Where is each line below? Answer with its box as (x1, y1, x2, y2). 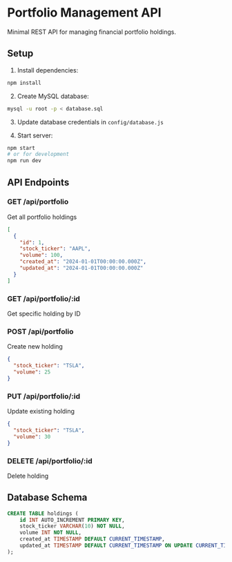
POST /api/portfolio (7, 327, 74, 336)
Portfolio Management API (7, 5, 162, 21)
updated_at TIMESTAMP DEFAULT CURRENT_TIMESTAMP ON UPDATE (19, 542, 193, 550)
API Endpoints (7, 176, 70, 188)
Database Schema (7, 492, 88, 503)
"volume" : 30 (13, 433, 51, 440)
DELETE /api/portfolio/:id (7, 456, 93, 465)
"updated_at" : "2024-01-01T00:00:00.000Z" (19, 264, 144, 272)
